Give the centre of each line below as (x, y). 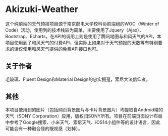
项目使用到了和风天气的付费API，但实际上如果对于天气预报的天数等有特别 (82, 42)
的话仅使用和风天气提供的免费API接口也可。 (55, 49)
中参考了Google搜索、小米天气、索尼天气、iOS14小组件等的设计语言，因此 (83, 122)
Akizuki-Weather (42, 9)
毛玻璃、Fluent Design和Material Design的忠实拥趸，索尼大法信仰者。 (78, 79)
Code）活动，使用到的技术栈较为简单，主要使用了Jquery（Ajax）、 (75, 30)
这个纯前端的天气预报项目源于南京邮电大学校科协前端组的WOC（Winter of (82, 24)
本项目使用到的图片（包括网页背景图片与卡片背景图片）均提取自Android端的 (84, 109)
